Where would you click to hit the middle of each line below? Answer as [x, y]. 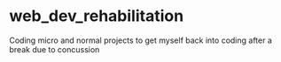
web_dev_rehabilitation [97, 16]
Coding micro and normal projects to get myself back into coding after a [141, 40]
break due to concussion [55, 49]
